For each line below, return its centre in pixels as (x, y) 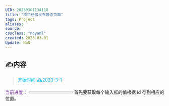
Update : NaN (18, 43)
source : (13, 29)
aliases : (14, 24)
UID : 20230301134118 (27, 10)
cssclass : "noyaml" (26, 33)
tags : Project (20, 19)
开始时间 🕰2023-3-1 (40, 80)
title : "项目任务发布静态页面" (34, 15)
